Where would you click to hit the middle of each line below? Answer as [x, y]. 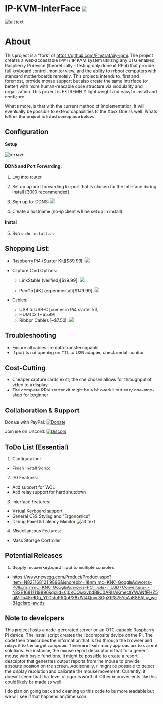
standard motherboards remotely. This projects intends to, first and [72, 76]
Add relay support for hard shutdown [49, 492]
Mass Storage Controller [36, 540]
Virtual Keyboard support [37, 511]
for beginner [36, 395]
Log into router [27, 177]
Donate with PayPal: [25, 422]
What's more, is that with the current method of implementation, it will [75, 106]
